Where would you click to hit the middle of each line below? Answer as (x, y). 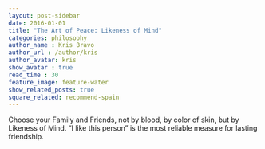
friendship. (26, 137)
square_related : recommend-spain (64, 97)
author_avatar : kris (43, 61)
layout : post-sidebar (44, 16)
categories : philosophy (48, 38)
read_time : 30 (34, 75)
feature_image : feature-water (59, 82)
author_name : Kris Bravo (51, 45)
